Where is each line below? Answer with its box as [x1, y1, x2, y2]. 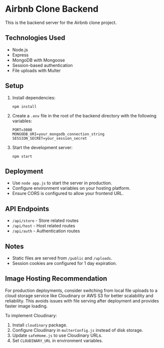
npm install [12, 104, 37, 109]
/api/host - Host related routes [12, 223, 75, 229]
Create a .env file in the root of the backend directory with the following [12, 112, 157, 118]
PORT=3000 [12, 127, 33, 132]
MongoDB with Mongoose [12, 57, 65, 63]
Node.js [12, 46, 28, 52]
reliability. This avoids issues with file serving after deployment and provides [5, 298, 159, 304]
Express [12, 52, 29, 58]
